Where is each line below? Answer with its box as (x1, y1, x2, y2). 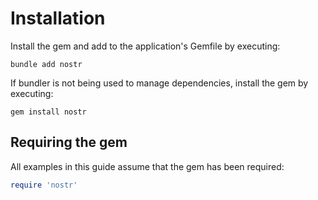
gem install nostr (10, 107, 87, 117)
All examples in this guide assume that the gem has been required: (10, 160, 285, 172)
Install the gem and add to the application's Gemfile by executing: (10, 40, 281, 52)
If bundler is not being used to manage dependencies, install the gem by (10, 77, 309, 89)
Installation (10, 7, 106, 30)
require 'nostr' (10, 180, 78, 190)
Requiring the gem (10, 134, 128, 151)
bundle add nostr (10, 59, 83, 69)
